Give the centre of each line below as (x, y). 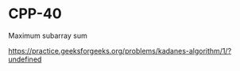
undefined (25, 59)
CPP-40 (35, 14)
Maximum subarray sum (48, 35)
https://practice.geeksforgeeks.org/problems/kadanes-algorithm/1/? (120, 50)
